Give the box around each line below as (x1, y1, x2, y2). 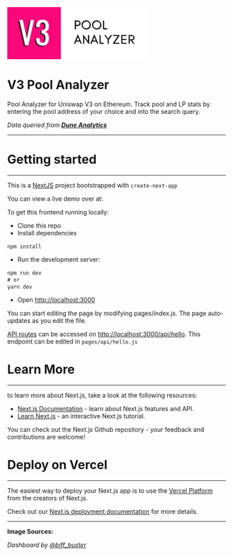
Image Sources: (7, 527, 54, 535)
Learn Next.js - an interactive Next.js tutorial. (17, 412, 146, 420)
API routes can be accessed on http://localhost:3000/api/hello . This (7, 330, 201, 338)
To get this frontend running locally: (7, 208, 110, 216)
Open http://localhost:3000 (17, 295, 96, 304)
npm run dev (7, 269, 42, 276)
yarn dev (7, 283, 33, 290)
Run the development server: (17, 255, 101, 263)
